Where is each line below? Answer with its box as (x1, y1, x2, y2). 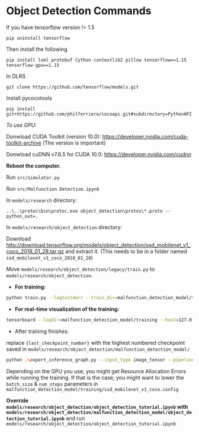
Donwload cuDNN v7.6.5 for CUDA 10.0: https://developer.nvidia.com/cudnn (6, 150, 191, 158)
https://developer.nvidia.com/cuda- (102, 133, 189, 140)
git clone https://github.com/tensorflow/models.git (6, 84, 139, 90)
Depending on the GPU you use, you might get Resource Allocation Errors (6, 367, 187, 374)
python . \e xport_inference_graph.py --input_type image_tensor (6, 357, 166, 363)
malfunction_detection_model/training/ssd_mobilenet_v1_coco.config (6, 386, 179, 392)
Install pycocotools (6, 94, 52, 101)
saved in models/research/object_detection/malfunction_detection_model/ (6, 345, 190, 352)
